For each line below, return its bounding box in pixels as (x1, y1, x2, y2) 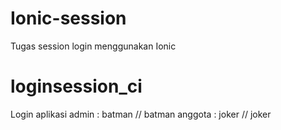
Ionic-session (10, 7, 127, 30)
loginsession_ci (10, 75, 143, 98)
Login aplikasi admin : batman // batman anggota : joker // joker (10, 108, 272, 120)
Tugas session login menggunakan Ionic (10, 40, 177, 52)
